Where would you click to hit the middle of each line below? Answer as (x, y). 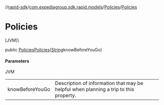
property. (66, 96)
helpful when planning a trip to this (94, 89)
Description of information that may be (99, 84)
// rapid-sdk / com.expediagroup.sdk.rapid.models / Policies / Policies (71, 7)
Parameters (17, 61)
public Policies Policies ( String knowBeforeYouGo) (54, 50)
